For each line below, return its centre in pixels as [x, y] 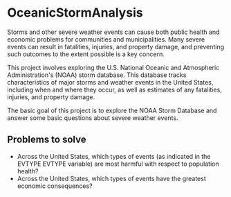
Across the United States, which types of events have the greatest [111, 178]
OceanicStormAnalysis [75, 13]
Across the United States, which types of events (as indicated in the [114, 156]
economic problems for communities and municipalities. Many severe [106, 39]
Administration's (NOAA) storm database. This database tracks [97, 75]
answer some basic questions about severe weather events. [93, 118]
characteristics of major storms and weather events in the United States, [110, 82]
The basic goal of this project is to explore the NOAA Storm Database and [112, 110]
